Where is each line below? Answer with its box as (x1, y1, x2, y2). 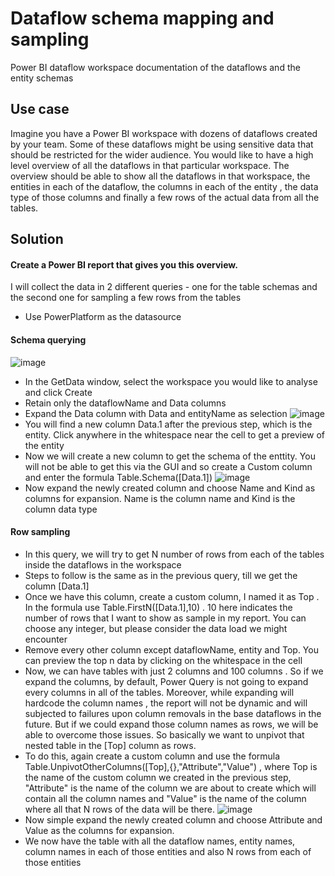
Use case (10, 101, 70, 118)
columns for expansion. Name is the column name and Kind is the (24, 492, 296, 504)
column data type (24, 503, 98, 515)
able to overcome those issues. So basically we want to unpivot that (24, 728, 305, 741)
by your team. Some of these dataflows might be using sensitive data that (10, 138, 314, 150)
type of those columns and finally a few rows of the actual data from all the (10, 191, 320, 203)
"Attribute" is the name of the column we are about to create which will (24, 782, 317, 794)
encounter (24, 633, 68, 645)
